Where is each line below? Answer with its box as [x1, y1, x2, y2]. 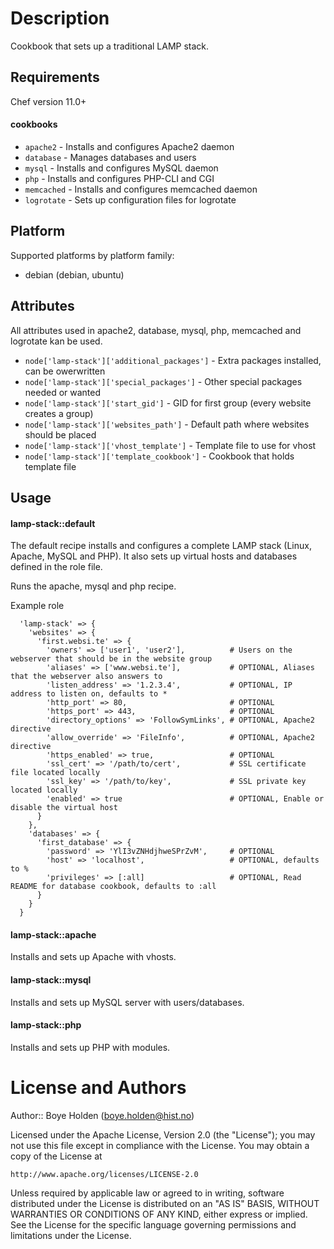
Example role [10, 600, 65, 612]
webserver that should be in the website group [10, 654, 213, 664]
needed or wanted [24, 386, 102, 398]
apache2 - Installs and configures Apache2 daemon [24, 140, 235, 152]
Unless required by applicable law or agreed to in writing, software [10, 1187, 285, 1199]
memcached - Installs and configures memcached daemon [24, 183, 258, 195]
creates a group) [24, 407, 94, 419]
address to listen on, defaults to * [10, 689, 168, 699]
